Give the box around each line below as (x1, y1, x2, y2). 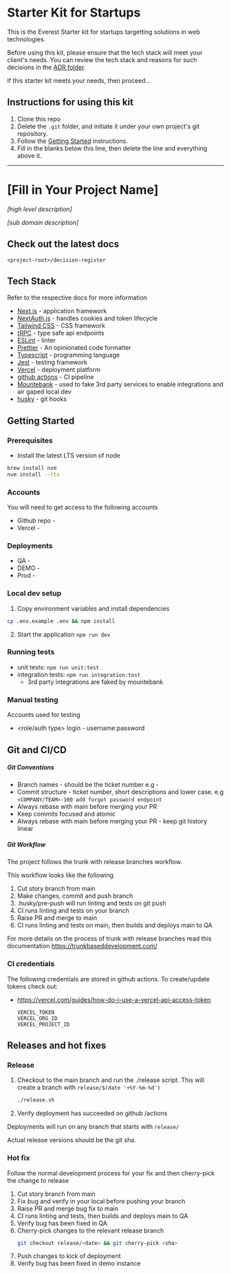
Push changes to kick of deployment (16, 1252, 122, 1260)
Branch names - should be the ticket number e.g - (16, 781, 159, 789)
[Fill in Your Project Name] (7, 182, 159, 197)
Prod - (16, 571, 36, 580)
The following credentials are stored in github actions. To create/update (7, 974, 210, 983)
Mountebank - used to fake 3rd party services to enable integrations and (16, 380, 223, 389)
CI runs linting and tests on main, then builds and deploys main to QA (16, 921, 213, 930)
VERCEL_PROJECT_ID (16, 1021, 70, 1028)
